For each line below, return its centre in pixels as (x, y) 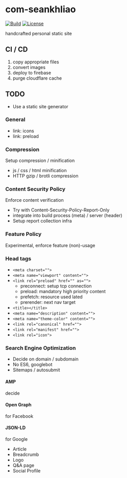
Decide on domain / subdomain (46, 359)
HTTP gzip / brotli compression (45, 176)
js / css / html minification (40, 171)
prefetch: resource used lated (52, 297)
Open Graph (18, 405)
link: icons (23, 131)
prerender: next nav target (48, 302)
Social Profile (27, 470)
